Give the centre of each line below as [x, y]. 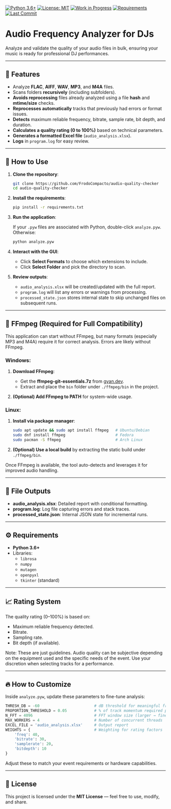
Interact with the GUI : [36, 252]
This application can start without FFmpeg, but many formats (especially [81, 336]
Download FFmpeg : [34, 372]
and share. [17, 802]
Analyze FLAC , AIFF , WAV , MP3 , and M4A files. [63, 86]
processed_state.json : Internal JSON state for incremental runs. [80, 514]
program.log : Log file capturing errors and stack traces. [72, 509]
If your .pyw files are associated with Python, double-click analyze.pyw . [87, 227]
